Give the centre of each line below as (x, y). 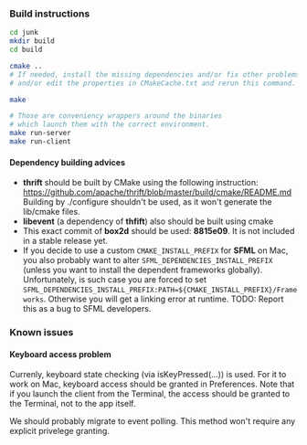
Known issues (42, 333)
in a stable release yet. (65, 241)
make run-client (40, 142)
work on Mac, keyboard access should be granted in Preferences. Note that (152, 384)
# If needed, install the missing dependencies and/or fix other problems (155, 74)
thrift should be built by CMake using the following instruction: (140, 183)
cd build (26, 50)
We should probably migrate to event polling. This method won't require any (153, 421)
